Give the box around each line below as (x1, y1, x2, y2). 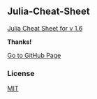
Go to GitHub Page (7, 51, 61, 59)
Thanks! (7, 38, 32, 46)
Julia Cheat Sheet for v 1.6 (7, 24, 83, 32)
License (7, 68, 35, 78)
